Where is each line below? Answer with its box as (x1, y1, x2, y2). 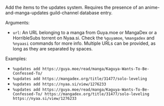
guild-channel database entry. (49, 10, 113, 16)
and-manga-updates (5, 10, 49, 16)
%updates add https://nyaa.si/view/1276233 (12, 82, 107, 87)
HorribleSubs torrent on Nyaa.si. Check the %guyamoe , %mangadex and (12, 35, 155, 41)
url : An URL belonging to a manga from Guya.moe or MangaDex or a (12, 30, 157, 35)
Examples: (5, 56, 27, 62)
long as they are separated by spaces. (12, 46, 93, 51)
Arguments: (5, 20, 30, 25)
